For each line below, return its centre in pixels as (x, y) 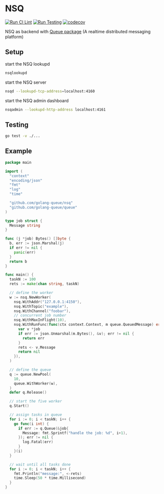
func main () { (20, 275)
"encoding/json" (26, 180)
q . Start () (19, 406)
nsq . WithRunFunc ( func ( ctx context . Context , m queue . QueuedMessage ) (84, 325)
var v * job (29, 329)
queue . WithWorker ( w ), (36, 383)
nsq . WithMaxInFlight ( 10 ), (40, 320)
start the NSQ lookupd (28, 64)
